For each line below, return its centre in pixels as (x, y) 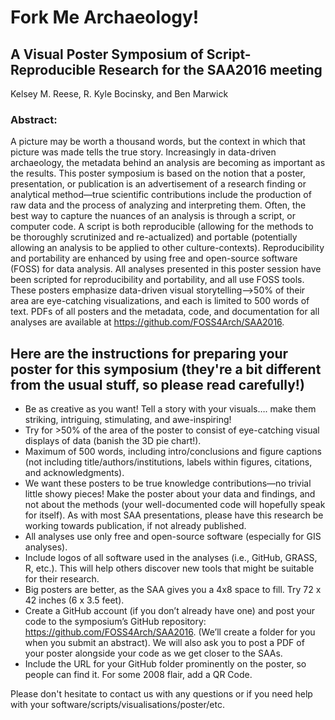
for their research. (62, 579)
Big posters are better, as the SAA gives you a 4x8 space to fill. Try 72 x (173, 590)
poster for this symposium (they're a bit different (166, 369)
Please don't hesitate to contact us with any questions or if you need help (161, 694)
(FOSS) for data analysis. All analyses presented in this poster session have (166, 269)
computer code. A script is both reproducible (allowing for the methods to (162, 227)
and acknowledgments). (74, 473)
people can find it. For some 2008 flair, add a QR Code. (138, 675)
